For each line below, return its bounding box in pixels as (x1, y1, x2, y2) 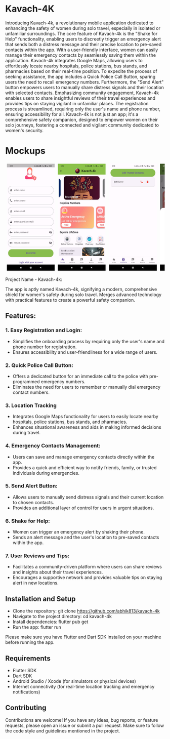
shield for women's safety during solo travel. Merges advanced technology (5, 292, 162, 298)
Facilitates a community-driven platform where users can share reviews (12, 564, 162, 570)
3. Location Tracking (5, 402, 57, 409)
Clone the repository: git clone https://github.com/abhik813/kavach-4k (12, 608, 160, 614)
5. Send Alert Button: (5, 482, 58, 489)
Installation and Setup (5, 594, 76, 603)
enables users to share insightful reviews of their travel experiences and (5, 95, 156, 101)
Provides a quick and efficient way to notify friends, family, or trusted (12, 464, 157, 471)
